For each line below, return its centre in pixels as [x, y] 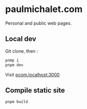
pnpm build [17, 102]
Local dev [21, 39]
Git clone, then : [22, 51]
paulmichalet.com [44, 9]
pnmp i [12, 60]
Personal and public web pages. [38, 23]
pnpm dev [14, 65]
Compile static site [35, 90]
